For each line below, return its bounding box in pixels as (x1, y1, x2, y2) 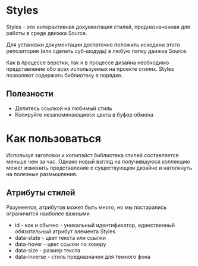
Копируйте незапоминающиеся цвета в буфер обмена (14, 111, 153, 118)
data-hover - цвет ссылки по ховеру (14, 240, 106, 248)
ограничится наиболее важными (6, 209, 90, 217)
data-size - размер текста (14, 246, 81, 254)
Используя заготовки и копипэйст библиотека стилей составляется (6, 151, 179, 158)
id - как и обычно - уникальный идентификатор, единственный (14, 221, 175, 229)
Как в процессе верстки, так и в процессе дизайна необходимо (6, 59, 169, 66)
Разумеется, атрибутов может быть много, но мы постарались (6, 204, 167, 211)
